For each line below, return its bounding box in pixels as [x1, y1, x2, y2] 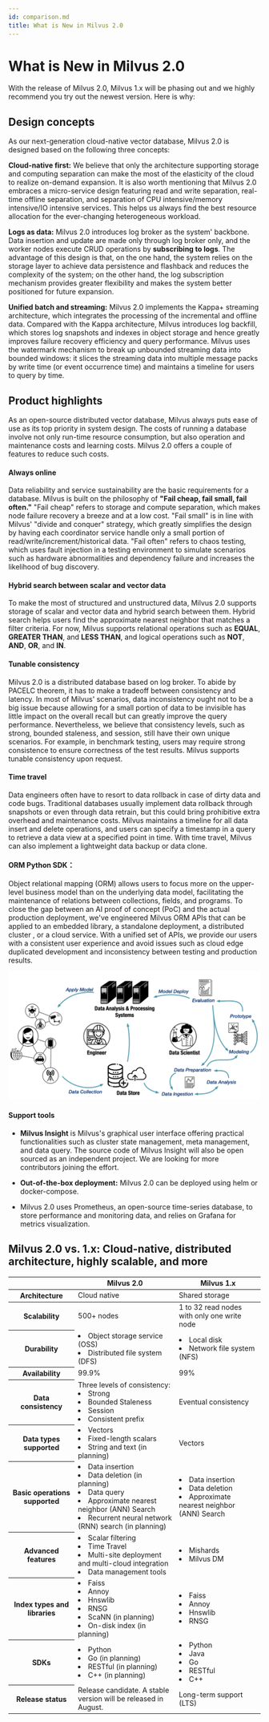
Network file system [188, 1343, 255, 1353]
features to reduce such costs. [8, 449, 110, 459]
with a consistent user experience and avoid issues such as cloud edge [8, 938, 244, 948]
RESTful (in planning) [87, 1661, 159, 1671]
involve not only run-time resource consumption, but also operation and [8, 432, 246, 442]
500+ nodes [78, 1311, 118, 1321]
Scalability [23, 1311, 60, 1321]
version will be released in [78, 1694, 164, 1704]
